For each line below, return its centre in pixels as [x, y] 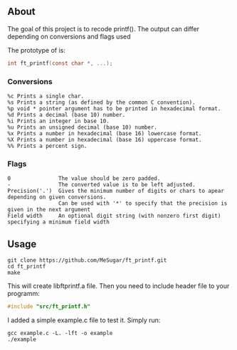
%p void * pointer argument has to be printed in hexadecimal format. [114, 108]
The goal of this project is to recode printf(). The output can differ [103, 28]
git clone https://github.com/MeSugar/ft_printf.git [87, 260]
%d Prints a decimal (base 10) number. [67, 115]
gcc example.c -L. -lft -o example [60, 333]
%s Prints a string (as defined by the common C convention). [101, 102]
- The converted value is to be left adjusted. [101, 185]
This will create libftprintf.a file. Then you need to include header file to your [118, 286]
